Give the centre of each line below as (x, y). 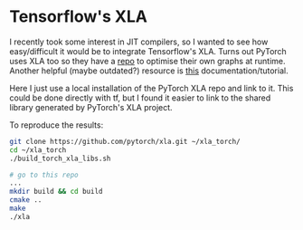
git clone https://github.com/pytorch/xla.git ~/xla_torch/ (125, 141)
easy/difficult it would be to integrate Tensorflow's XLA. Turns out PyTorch (148, 51)
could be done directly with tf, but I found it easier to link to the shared (140, 98)
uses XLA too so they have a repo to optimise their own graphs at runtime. (148, 61)
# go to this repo (44, 175)
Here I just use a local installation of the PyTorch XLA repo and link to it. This (151, 88)
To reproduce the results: (57, 125)
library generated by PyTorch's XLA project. (91, 107)
